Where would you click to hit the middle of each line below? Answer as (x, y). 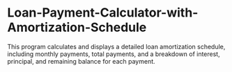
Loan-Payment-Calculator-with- (103, 13)
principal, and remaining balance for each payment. (81, 61)
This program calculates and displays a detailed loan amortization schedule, (116, 46)
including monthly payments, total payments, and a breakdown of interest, (114, 54)
